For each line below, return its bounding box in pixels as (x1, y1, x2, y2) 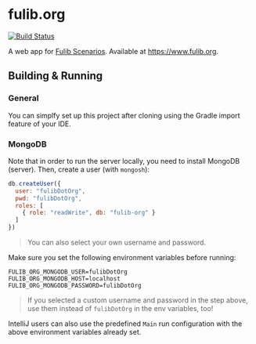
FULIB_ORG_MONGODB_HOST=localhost (8, 275, 121, 283)
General (8, 92, 39, 103)
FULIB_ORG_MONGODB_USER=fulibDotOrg (8, 268, 128, 276)
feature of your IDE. (8, 119, 72, 129)
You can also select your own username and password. (27, 237, 206, 248)
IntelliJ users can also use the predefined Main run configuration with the (8, 319, 243, 328)
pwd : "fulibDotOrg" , (15, 194, 82, 202)
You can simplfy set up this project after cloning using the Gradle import (8, 110, 240, 120)
